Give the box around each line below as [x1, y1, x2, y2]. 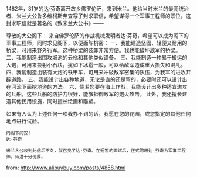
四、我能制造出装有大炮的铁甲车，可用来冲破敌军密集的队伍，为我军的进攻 [6, 69, 186, 75]
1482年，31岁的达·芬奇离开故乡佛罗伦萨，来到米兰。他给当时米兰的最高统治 [6, 5, 189, 12]
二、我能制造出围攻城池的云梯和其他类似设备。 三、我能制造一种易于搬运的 [6, 54, 188, 61]
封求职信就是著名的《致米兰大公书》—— [6, 20, 104, 26]
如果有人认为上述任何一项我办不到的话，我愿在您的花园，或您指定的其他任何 [6, 110, 191, 117]
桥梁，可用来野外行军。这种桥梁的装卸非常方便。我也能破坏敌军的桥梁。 [6, 47, 181, 54]
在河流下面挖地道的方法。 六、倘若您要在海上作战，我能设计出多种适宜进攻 [6, 84, 188, 90]
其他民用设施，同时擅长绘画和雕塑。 [11, 98, 98, 105]
